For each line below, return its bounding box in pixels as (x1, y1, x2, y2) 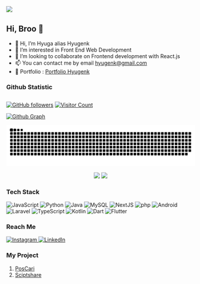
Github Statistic (6, 83, 53, 91)
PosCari (14, 265, 35, 272)
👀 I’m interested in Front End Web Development (14, 46, 132, 53)
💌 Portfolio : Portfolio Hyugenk (14, 68, 90, 75)
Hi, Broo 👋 (6, 24, 44, 34)
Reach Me (6, 223, 36, 231)
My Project (6, 251, 39, 259)
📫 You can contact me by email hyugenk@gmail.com (14, 59, 147, 67)
